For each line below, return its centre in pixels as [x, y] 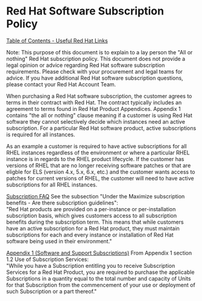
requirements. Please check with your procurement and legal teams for [94, 71]
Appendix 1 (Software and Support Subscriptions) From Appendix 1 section [99, 253]
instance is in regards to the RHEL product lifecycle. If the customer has [95, 159]
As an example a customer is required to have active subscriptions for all [96, 146]
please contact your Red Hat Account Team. [61, 84]
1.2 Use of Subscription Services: [48, 259]
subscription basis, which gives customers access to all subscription [91, 215]
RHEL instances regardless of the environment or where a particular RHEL [98, 153]
